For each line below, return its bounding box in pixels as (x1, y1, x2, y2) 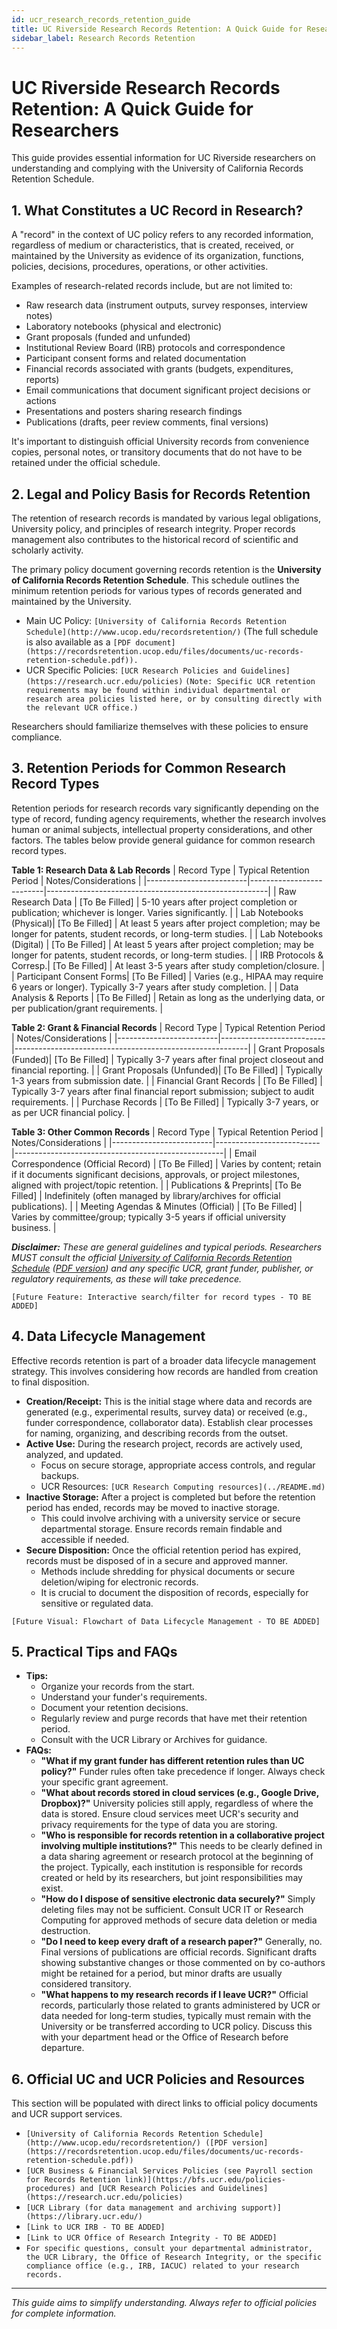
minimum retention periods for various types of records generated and (11, 584, 303, 596)
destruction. (40, 1925, 91, 1937)
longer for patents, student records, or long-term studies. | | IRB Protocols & (11, 949, 324, 961)
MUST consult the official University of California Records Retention (11, 1251, 293, 1263)
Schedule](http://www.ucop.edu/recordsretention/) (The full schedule (25, 625, 319, 637)
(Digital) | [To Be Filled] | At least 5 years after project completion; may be (11, 938, 315, 950)
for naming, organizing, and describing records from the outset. (25, 1427, 289, 1439)
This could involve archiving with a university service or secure (40, 1512, 301, 1524)
